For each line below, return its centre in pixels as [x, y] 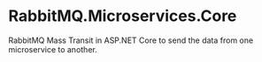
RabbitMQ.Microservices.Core [123, 16]
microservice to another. [53, 49]
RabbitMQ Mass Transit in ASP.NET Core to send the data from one [131, 40]
